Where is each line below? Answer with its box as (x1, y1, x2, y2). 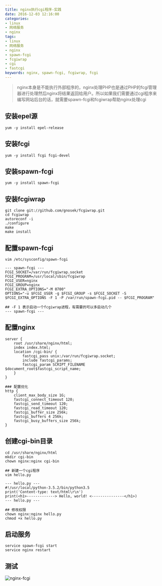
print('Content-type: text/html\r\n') (5, 489, 83, 494)
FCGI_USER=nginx (5, 278, 38, 283)
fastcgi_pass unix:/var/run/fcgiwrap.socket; (22, 354, 116, 358)
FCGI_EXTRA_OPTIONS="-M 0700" (5, 286, 66, 292)
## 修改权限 (5, 507, 27, 512)
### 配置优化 (5, 384, 29, 389)
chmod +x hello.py (5, 516, 42, 521)
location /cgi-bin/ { (14, 349, 57, 354)
